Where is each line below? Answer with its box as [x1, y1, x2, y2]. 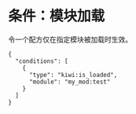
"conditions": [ [15, 57, 68, 65]
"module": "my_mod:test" [28, 78, 111, 86]
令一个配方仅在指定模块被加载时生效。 [8, 35, 132, 44]
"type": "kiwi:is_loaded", [28, 71, 118, 79]
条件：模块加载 [8, 7, 105, 25]
